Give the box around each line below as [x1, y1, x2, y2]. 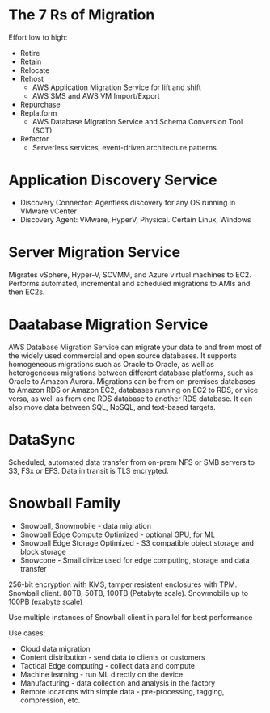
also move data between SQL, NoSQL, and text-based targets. [8, 402, 216, 411]
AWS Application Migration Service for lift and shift [32, 82, 202, 92]
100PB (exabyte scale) [8, 597, 83, 606]
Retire [19, 48, 40, 57]
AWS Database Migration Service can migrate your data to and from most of [8, 342, 263, 352]
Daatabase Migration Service [8, 315, 209, 333]
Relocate [19, 65, 50, 74]
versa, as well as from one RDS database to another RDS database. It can [8, 394, 253, 403]
